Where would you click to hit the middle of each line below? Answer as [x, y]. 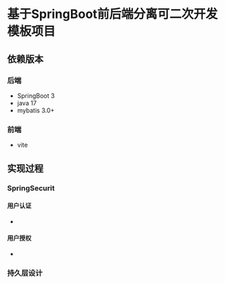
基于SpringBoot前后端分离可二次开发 [112, 14]
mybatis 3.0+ [36, 110]
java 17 [27, 103]
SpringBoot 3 [36, 95]
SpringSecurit [31, 188]
